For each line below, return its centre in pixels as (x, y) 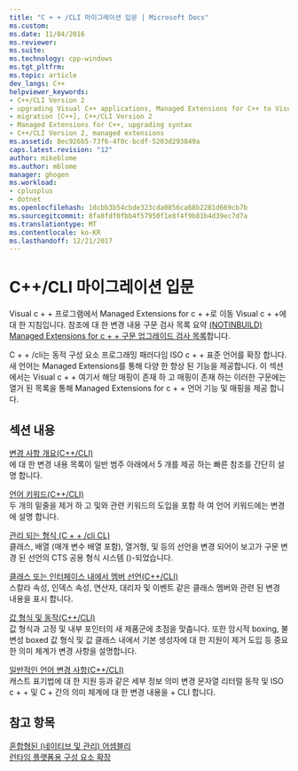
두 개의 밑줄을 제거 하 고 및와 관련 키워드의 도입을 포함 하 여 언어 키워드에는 (139, 505)
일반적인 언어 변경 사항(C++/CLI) (67, 670)
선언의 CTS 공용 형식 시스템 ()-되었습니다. (101, 558)
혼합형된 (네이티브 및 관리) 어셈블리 (70, 746)
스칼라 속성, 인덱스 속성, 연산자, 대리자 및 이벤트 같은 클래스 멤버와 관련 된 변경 (145, 587)
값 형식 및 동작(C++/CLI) (52, 618)
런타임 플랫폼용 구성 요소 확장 (60, 757)
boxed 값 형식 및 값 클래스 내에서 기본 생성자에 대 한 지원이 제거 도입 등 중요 (157, 640)
